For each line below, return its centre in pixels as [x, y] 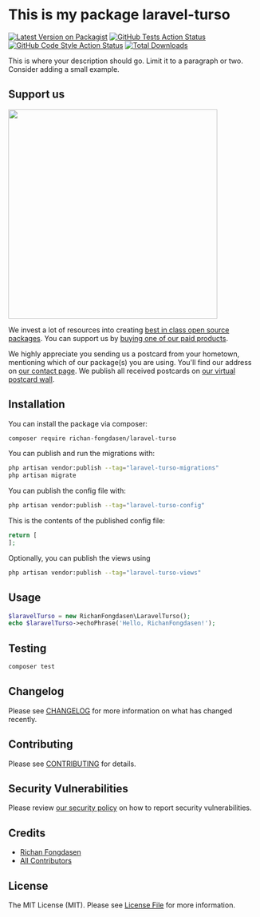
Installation [37, 405]
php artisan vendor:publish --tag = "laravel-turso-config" [106, 506]
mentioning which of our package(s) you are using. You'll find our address [130, 362]
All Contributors [45, 861]
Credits [27, 833]
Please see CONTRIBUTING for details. [73, 764]
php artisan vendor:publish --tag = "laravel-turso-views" [105, 573]
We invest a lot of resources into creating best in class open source [119, 330]
